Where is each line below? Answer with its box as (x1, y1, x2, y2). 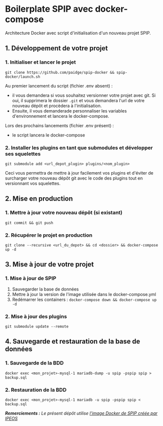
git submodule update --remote (5, 324, 69, 329)
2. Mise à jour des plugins (5, 313, 67, 320)
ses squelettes (5, 150, 41, 157)
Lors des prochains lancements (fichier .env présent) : (5, 122, 114, 128)
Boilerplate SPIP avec (5, 3, 94, 15)
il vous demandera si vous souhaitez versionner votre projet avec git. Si (12, 92, 156, 98)
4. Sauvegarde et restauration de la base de (5, 337, 141, 346)
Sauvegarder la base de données (12, 286, 79, 292)
